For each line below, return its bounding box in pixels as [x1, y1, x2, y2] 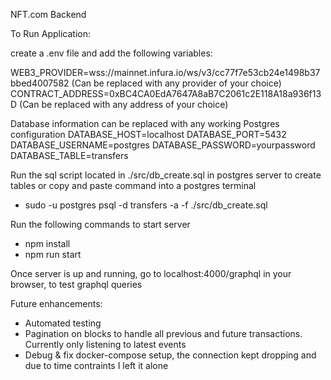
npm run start [24, 249, 82, 260]
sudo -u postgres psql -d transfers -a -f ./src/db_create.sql [24, 199, 268, 211]
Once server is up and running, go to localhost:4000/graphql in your [10, 268, 292, 279]
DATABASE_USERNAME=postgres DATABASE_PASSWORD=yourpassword [10, 139, 316, 151]
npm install [24, 238, 71, 249]
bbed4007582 [10, 77, 70, 89]
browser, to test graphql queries [10, 279, 143, 290]
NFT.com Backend [10, 9, 87, 20]
